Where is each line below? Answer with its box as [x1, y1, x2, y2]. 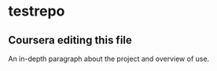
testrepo [8, 2, 65, 20]
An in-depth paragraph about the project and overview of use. [8, 54, 210, 63]
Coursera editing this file [8, 34, 132, 47]
